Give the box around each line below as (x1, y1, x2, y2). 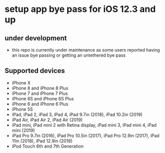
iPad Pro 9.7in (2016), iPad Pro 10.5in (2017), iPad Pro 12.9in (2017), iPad (11, 133, 160, 139)
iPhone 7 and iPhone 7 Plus (11, 90, 68, 96)
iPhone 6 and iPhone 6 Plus (11, 101, 69, 107)
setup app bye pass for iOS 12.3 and (4, 3, 156, 15)
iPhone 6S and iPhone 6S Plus (11, 95, 74, 101)
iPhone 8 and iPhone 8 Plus (11, 85, 69, 91)
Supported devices (4, 67, 65, 75)
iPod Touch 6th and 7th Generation (11, 143, 84, 149)
